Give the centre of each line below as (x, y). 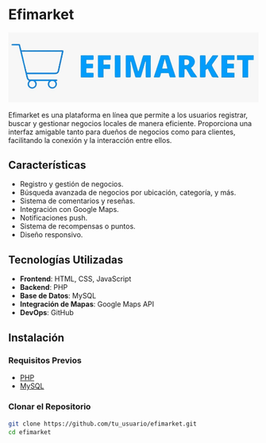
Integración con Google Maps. (69, 210)
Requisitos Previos (45, 360)
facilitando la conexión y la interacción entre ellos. (90, 140)
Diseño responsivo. (51, 235)
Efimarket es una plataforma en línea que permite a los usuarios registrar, (128, 115)
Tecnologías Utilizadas (66, 260)
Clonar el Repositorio (50, 406)
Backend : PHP (44, 287)
